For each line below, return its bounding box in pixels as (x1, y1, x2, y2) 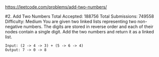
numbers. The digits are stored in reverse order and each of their (23, 24, 154, 29)
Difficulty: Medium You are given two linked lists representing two (5, 19, 137, 24)
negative (5, 24, 23, 29)
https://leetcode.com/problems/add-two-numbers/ (5, 4, 107, 10)
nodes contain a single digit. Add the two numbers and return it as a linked (5, 29, 154, 34)
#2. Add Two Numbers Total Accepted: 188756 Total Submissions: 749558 (5, 14, 154, 19)
